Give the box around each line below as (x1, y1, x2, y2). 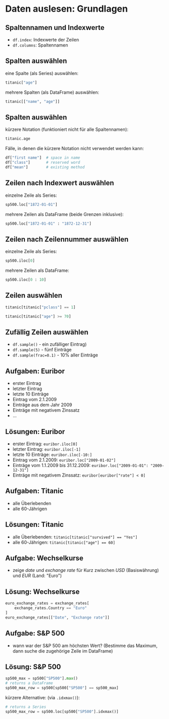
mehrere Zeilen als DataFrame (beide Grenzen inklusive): (5, 211, 124, 217)
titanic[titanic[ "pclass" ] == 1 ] (5, 305, 76, 310)
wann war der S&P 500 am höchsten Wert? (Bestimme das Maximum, (12, 642, 158, 649)
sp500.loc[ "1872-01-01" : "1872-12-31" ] (5, 221, 92, 226)
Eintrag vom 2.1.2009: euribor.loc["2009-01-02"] (12, 457, 116, 463)
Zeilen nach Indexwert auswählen (5, 178, 114, 188)
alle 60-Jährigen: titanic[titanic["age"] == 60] (12, 539, 115, 545)
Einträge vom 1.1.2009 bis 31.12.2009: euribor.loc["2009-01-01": (12, 462, 149, 468)
